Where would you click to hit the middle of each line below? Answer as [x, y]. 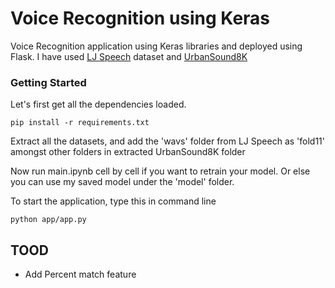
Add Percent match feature [80, 274]
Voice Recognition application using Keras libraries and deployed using [156, 46]
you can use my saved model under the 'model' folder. [122, 182]
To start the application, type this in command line [113, 201]
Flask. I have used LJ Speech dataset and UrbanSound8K [129, 56]
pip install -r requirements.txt [80, 123]
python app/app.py [48, 220]
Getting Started [48, 82]
